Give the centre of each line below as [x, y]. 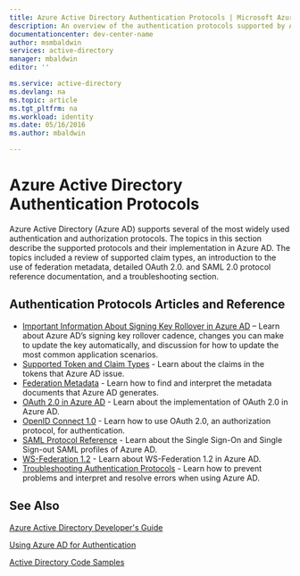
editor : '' [29, 68]
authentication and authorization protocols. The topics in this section [135, 238]
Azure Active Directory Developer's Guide [86, 527]
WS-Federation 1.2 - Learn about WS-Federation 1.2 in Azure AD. [142, 459]
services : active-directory [62, 51]
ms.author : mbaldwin [48, 134]
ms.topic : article [43, 100]
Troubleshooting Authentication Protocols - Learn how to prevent [142, 468]
